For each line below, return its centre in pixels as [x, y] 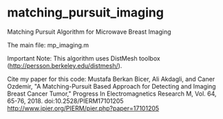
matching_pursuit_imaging [85, 13]
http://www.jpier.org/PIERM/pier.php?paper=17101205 [83, 108]
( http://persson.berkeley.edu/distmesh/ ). [65, 65]
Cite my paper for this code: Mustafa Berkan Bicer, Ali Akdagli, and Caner [111, 79]
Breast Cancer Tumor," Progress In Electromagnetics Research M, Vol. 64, [112, 94]
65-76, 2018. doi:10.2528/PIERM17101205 [65, 100]
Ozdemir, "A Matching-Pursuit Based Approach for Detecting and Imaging [111, 86]
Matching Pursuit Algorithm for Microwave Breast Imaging [89, 32]
